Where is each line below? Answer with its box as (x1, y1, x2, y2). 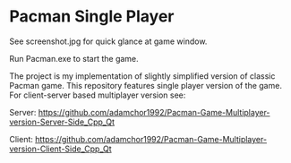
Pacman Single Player (9, 6, 175, 27)
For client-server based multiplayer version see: (9, 90, 186, 100)
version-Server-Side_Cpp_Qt (9, 116, 115, 127)
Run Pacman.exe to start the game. (9, 53, 139, 64)
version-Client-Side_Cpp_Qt (9, 143, 112, 154)
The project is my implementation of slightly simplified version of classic (9, 70, 276, 81)
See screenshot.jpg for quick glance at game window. (9, 36, 208, 47)
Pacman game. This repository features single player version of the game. (9, 80, 282, 90)
